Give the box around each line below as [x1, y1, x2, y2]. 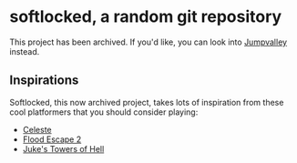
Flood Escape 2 [22, 134, 82, 145]
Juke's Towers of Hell [22, 143, 105, 154]
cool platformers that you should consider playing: [9, 107, 199, 117]
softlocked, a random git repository [9, 6, 282, 27]
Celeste [22, 124, 52, 135]
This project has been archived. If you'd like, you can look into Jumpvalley [9, 36, 288, 47]
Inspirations [9, 73, 79, 88]
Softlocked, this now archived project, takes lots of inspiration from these [9, 97, 284, 107]
